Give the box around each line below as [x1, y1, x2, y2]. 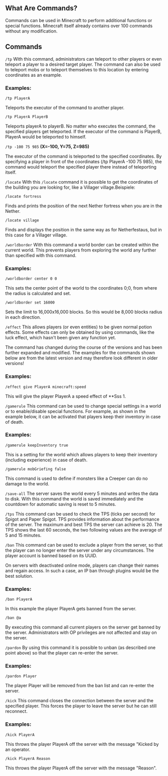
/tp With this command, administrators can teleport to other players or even [5, 56, 162, 62]
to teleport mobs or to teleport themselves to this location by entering [5, 66, 149, 72]
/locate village [5, 218, 39, 223]
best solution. [5, 573, 34, 579]
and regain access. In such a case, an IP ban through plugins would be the [5, 567, 159, 574]
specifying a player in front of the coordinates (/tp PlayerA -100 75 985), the [5, 158, 162, 165]
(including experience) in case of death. [5, 457, 88, 463]
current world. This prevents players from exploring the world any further [5, 247, 156, 253]
